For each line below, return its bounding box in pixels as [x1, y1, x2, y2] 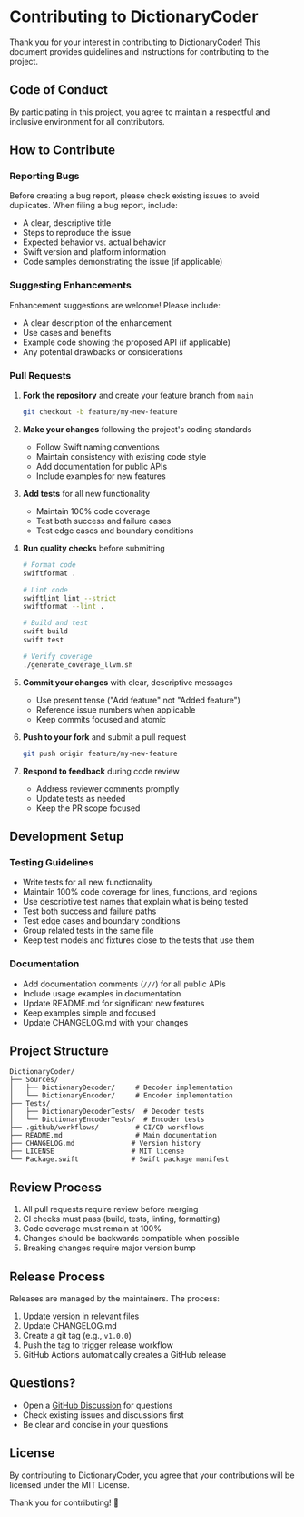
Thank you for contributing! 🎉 [9, 1497, 120, 1508]
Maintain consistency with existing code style [35, 450, 207, 461]
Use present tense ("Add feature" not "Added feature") [35, 694, 240, 705]
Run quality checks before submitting [22, 542, 165, 553]
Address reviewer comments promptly [35, 783, 180, 794]
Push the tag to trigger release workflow [22, 1340, 174, 1350]
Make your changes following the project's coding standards [22, 423, 252, 434]
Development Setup [9, 828, 124, 844]
